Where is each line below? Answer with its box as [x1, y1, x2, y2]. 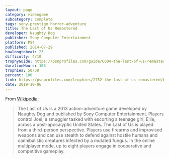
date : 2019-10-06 [5, 82, 42, 87]
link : [5, 77, 17, 82]
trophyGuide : [5, 59, 33, 64]
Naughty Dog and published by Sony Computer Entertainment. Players [17, 111, 164, 117]
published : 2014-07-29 [5, 45, 53, 50]
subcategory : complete [5, 17, 53, 22]
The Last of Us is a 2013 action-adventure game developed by [17, 105, 147, 111]
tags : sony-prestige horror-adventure [5, 21, 87, 27]
